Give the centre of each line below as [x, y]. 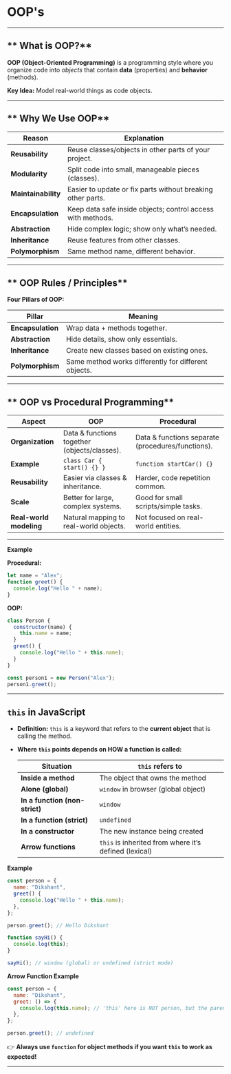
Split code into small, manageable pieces [133, 169]
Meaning [143, 316]
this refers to [160, 767]
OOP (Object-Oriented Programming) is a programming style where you [110, 62]
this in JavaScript [46, 712]
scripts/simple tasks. [169, 506]
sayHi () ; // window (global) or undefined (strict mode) [90, 963]
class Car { [82, 461]
